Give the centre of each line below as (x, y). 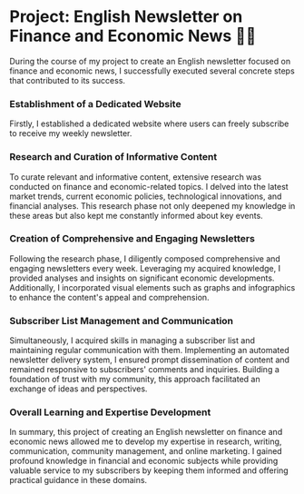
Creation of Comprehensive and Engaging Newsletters (132, 239)
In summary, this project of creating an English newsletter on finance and (146, 432)
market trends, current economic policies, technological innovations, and (146, 196)
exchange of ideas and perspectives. (78, 389)
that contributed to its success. (67, 80)
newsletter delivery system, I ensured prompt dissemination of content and (150, 360)
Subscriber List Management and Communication (122, 321)
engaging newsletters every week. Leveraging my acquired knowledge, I (145, 268)
